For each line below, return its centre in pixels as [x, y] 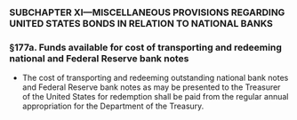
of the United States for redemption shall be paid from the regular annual [155, 97]
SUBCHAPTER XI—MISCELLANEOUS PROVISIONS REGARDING [147, 12]
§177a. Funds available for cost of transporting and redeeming [145, 47]
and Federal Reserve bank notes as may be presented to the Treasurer [151, 87]
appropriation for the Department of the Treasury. [113, 106]
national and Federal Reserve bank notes [99, 58]
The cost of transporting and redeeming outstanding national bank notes [155, 78]
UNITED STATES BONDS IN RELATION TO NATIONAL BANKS [141, 23]
